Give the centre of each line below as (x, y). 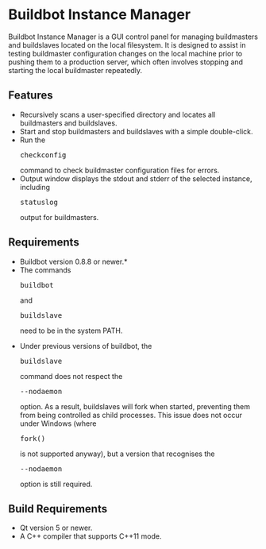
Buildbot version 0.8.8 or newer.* (73, 261)
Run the (33, 140)
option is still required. (56, 484)
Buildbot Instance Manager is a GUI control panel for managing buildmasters (133, 37)
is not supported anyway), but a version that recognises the (117, 454)
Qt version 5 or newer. (56, 528)
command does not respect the (71, 376)
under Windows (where (58, 423)
